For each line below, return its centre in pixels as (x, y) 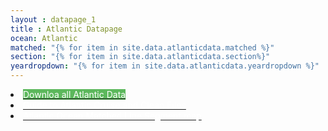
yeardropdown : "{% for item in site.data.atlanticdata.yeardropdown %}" (165, 66)
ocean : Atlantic (44, 38)
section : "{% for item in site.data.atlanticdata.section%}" (140, 57)
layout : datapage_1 (53, 19)
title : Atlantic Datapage (66, 29)
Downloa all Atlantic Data (75, 94)
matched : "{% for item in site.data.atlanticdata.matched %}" (142, 47)
